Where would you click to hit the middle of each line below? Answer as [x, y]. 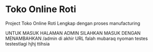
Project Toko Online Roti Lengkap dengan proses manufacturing [73, 23]
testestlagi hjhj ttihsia [28, 43]
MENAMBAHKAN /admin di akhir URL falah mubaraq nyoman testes [77, 38]
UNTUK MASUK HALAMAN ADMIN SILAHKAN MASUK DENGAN [73, 33]
